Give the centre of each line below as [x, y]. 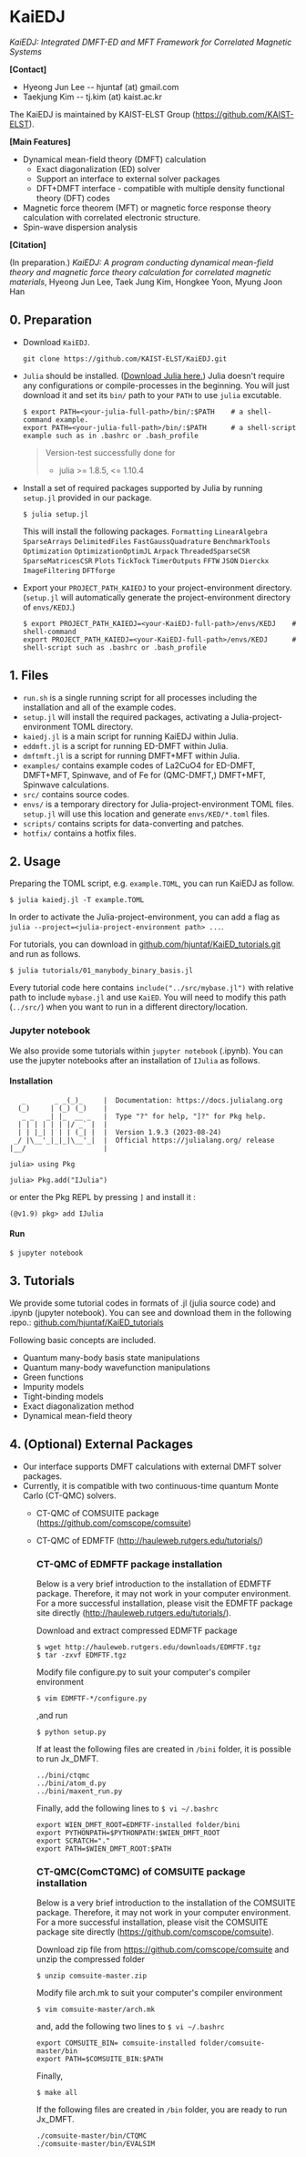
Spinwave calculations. [66, 785]
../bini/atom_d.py [71, 1783]
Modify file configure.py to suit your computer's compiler [143, 1672]
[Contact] [28, 69]
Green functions [53, 1377]
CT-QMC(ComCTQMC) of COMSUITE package [141, 1872]
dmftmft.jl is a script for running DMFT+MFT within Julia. [131, 755]
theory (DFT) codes [73, 198]
